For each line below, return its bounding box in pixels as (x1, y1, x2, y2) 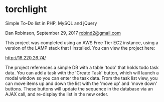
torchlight (5, 4, 47, 15)
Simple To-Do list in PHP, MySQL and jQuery (5, 20, 97, 26)
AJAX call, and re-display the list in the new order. (5, 91, 109, 97)
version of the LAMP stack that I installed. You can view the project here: (5, 45, 155, 51)
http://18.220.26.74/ (5, 54, 46, 61)
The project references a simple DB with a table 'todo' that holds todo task (5, 64, 159, 70)
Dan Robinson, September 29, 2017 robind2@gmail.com (5, 30, 121, 36)
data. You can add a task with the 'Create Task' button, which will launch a (5, 69, 159, 76)
